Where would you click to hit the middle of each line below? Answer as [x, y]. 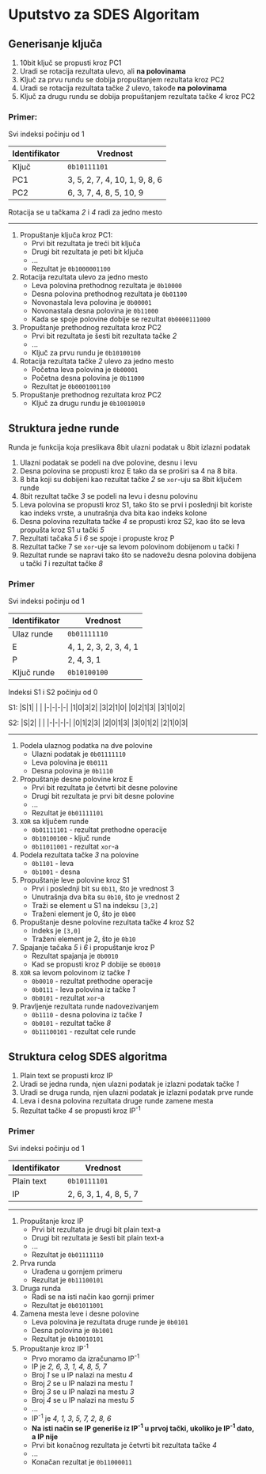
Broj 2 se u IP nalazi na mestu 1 [82, 1384]
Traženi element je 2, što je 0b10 [84, 939]
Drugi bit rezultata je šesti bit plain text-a [98, 1238]
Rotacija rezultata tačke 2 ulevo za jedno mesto [97, 361]
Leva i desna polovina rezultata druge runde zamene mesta [116, 1101]
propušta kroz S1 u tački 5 [62, 530]
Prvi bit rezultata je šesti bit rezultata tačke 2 [104, 336]
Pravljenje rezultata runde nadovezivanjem [89, 1006]
